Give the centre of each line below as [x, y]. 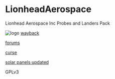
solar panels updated [27, 62]
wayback [30, 33]
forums [13, 43]
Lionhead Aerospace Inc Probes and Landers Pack [58, 23]
